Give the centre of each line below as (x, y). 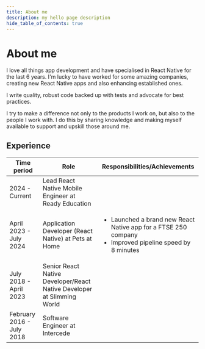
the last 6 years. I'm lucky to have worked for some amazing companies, (97, 77)
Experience (28, 146)
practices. (19, 102)
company (124, 235)
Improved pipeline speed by (151, 243)
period (23, 170)
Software (56, 318)
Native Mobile (62, 189)
